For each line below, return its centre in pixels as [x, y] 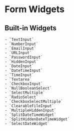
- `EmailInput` [20, 49]
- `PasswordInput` [24, 57]
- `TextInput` [19, 39]
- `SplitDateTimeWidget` [30, 115]
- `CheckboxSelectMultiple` [34, 102]
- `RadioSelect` [21, 97]
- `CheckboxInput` [24, 84]
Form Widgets [34, 9]
